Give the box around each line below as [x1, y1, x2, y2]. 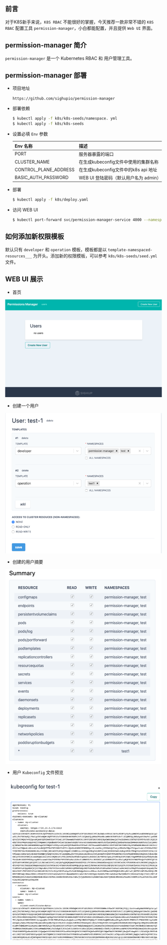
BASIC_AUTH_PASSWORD [14, 175, 69, 181]
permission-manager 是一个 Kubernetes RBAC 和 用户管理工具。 [5, 55, 135, 61]
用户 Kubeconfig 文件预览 [12, 769, 64, 775]
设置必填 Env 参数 [12, 131, 48, 137]
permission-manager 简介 [5, 41, 87, 50]
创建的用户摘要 [12, 559, 43, 565]
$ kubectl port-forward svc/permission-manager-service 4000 [12, 217, 142, 222]
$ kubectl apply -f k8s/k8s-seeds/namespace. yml [12, 116, 118, 121]
